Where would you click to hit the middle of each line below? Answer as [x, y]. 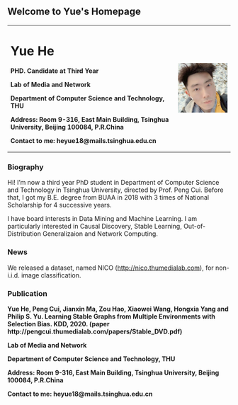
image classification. [51, 275]
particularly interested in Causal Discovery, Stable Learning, [95, 227]
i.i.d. [13, 275]
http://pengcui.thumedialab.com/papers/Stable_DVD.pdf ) [95, 331]
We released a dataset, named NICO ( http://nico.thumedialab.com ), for [110, 268]
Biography [25, 167]
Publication [27, 293]
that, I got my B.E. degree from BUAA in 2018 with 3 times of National [108, 198]
